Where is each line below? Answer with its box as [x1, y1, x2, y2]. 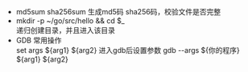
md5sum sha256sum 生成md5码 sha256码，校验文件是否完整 [15, 7, 221, 16]
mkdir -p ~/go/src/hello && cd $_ [15, 16, 125, 26]
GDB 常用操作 [15, 35, 62, 45]
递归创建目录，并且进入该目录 [15, 26, 115, 34]
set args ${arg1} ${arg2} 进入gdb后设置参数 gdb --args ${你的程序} [15, 46, 240, 54]
